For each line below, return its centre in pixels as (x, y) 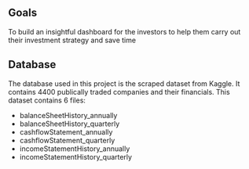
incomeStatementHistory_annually (75, 149)
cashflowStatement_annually (66, 131)
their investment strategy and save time (72, 40)
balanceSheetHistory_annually (68, 115)
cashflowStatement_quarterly (67, 140)
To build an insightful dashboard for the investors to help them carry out (124, 31)
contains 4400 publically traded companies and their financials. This (119, 92)
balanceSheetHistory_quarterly (70, 124)
